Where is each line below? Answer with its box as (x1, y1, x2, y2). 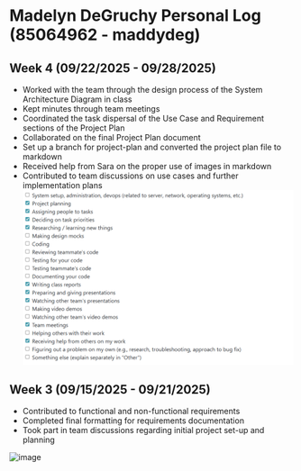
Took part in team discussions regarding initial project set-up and (22, 425, 265, 436)
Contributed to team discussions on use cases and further (22, 170, 239, 181)
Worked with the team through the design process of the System (22, 85, 263, 95)
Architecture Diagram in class (22, 94, 132, 104)
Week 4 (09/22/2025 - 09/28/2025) (9, 60, 216, 76)
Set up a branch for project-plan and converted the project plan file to (22, 141, 282, 152)
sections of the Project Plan (22, 122, 125, 133)
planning (22, 434, 56, 446)
